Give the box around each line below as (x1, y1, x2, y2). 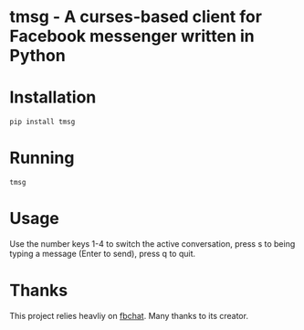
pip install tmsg (9, 117, 76, 127)
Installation (9, 87, 97, 108)
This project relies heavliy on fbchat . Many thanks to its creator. (9, 310, 249, 321)
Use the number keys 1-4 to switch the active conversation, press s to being (9, 239, 296, 249)
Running (9, 148, 75, 168)
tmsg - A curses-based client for (9, 6, 263, 27)
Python (9, 46, 66, 66)
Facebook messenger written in (9, 26, 255, 47)
